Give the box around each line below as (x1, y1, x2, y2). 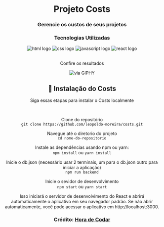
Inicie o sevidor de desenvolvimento (45, 179, 119, 184)
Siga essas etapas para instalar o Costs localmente (30, 97, 134, 103)
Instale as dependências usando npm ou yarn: (35, 144, 129, 150)
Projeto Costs (53, 3, 111, 15)
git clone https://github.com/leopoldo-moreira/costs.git (21, 122, 143, 127)
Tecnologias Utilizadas (54, 35, 110, 42)
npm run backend (65, 170, 99, 175)
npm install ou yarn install (52, 150, 112, 156)
